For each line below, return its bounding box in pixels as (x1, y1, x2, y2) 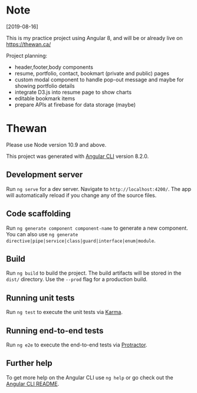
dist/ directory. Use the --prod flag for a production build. (6, 276, 147, 283)
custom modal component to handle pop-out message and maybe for (14, 76, 184, 83)
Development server (6, 170, 83, 180)
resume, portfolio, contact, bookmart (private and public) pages (14, 70, 170, 77)
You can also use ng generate (6, 230, 78, 237)
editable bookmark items (14, 95, 75, 102)
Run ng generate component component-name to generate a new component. (6, 224, 189, 232)
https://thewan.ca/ (6, 41, 51, 48)
